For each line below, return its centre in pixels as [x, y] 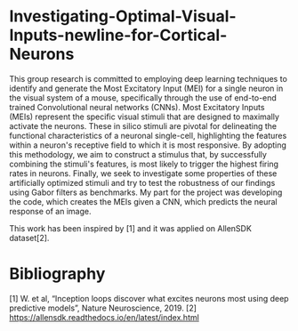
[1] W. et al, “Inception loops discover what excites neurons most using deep [149, 298]
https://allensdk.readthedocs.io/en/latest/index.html [105, 317]
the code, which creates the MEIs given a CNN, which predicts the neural [143, 201]
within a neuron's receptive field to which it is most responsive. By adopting [148, 145]
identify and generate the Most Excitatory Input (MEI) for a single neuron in [146, 88]
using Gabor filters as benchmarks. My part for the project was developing [146, 192]
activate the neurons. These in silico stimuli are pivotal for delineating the [143, 125]
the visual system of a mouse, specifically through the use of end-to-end [143, 97]
